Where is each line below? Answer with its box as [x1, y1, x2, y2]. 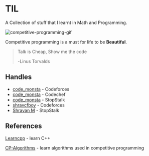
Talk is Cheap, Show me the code [17, 48, 87, 54]
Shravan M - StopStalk [12, 107, 59, 113]
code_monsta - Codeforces [12, 86, 70, 92]
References [5, 122, 42, 130]
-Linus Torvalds [17, 58, 50, 64]
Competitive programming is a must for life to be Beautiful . [5, 38, 127, 45]
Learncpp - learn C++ [5, 135, 51, 141]
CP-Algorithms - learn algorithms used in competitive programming [5, 144, 144, 150]
